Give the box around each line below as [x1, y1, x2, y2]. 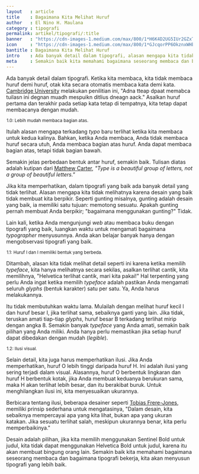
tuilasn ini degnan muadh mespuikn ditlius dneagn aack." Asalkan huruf [6, 93, 181, 101]
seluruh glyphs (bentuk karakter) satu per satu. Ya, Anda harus [6, 285, 159, 292]
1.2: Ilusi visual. [7, 345, 37, 351]
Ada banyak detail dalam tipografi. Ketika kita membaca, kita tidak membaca [6, 75, 193, 82]
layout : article [6, 8, 54, 15]
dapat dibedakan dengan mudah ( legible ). [6, 334, 108, 341]
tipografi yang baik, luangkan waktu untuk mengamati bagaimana [6, 225, 166, 232]
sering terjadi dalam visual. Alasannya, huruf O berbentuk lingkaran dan [6, 369, 181, 376]
